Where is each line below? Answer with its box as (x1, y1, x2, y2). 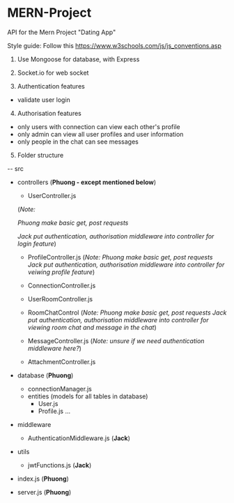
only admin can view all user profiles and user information (17, 130, 184, 138)
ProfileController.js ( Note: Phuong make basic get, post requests (27, 253, 213, 261)
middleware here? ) (27, 344, 82, 352)
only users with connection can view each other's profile (17, 122, 180, 130)
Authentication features (17, 82, 85, 90)
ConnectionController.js (27, 281, 96, 290)
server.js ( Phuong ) (17, 488, 72, 496)
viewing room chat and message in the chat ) (27, 323, 157, 331)
